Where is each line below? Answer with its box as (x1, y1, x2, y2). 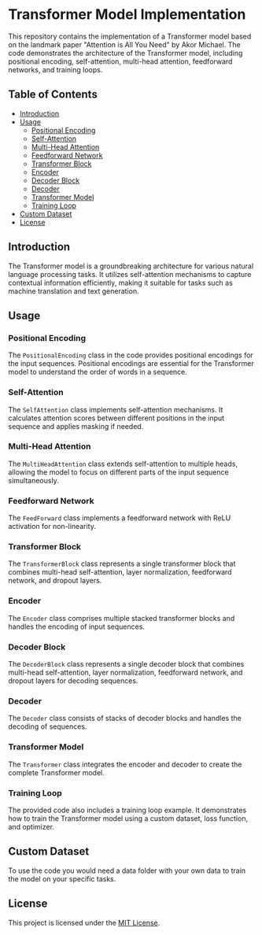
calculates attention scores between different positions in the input (8, 413, 225, 423)
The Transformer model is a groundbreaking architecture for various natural (8, 261, 254, 271)
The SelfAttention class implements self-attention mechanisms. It (8, 405, 223, 414)
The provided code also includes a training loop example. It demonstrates (8, 805, 247, 815)
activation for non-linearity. (8, 522, 96, 531)
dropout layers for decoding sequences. (8, 676, 138, 686)
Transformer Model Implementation (8, 6, 246, 24)
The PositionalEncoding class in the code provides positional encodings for (8, 350, 253, 360)
